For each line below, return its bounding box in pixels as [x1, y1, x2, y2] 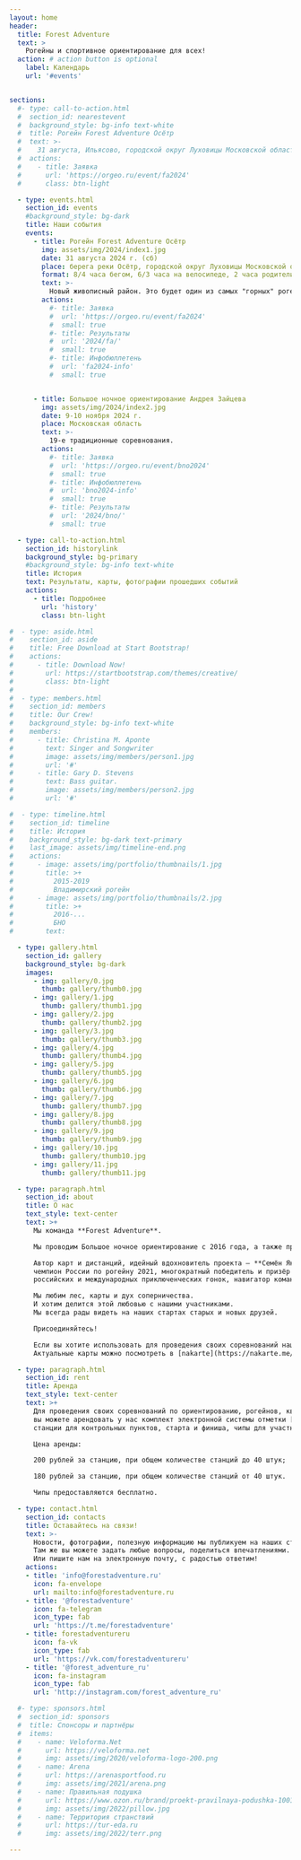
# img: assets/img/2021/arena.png [17, 1779, 167, 1788]
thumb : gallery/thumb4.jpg [41, 1052, 142, 1061]
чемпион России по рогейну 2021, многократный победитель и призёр [32, 1267, 291, 1276]
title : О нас [25, 1201, 74, 1210]
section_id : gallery [25, 951, 102, 960]
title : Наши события [25, 221, 102, 230]
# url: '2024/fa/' [48, 337, 123, 346]
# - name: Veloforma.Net [17, 1737, 123, 1746]
